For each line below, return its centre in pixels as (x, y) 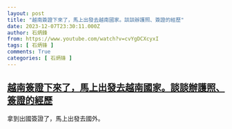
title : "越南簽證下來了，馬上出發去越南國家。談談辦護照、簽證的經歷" (96, 20)
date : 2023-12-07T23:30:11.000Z (54, 26)
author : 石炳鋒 (27, 33)
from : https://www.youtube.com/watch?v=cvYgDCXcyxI (83, 39)
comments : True (29, 52)
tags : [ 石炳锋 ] (30, 45)
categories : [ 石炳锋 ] (40, 58)
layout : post (26, 13)
